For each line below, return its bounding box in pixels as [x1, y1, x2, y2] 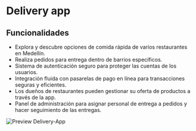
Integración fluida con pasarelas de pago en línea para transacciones [14, 75, 185, 82]
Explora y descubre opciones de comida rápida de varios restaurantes [14, 43, 188, 50]
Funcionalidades [6, 28, 70, 38]
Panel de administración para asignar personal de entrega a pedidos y [14, 100, 188, 107]
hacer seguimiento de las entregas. [14, 107, 102, 113]
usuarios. [14, 69, 38, 75]
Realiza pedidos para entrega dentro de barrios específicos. [14, 56, 163, 63]
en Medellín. [14, 50, 46, 57]
